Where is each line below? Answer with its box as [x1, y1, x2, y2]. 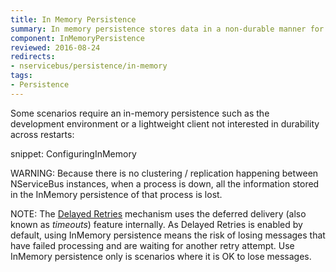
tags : [10, 71, 33, 81]
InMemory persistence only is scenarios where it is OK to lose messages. [10, 250, 312, 262]
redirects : [10, 52, 56, 62]
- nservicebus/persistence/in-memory [10, 61, 168, 71]
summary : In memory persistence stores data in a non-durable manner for [10, 24, 325, 34]
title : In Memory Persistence [10, 14, 137, 25]
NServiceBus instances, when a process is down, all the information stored [10, 177, 320, 190]
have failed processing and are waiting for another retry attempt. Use [10, 239, 295, 251]
